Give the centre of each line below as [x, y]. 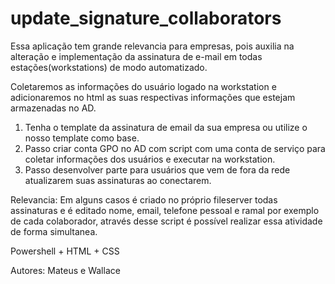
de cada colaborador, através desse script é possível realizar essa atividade [166, 221]
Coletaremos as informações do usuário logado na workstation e [143, 86]
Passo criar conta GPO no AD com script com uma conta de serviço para [175, 148]
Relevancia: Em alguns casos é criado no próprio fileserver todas [144, 199]
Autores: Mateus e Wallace [65, 270]
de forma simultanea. [54, 231]
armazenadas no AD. [53, 108]
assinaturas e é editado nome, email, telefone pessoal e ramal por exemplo [165, 210]
